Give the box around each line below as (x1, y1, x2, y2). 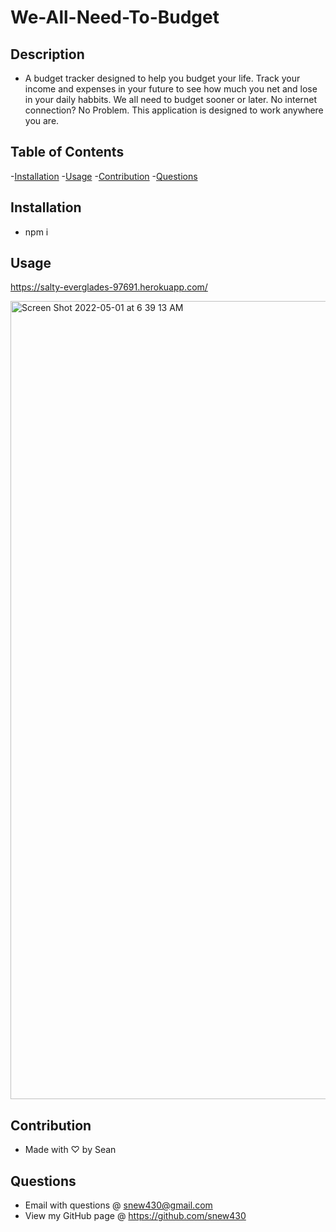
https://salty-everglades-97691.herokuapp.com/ (10, 281, 208, 293)
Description (10, 46, 85, 63)
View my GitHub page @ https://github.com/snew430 (24, 1210, 247, 1222)
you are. (24, 115, 60, 126)
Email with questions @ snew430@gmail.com (24, 1199, 213, 1211)
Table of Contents (10, 144, 125, 161)
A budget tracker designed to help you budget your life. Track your (24, 72, 301, 84)
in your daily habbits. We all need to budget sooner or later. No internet (24, 94, 318, 105)
